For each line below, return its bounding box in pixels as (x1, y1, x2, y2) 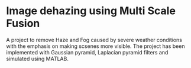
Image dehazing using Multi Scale (6, 4, 176, 18)
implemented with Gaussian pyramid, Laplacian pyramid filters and (6, 48, 169, 56)
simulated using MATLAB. (6, 55, 69, 62)
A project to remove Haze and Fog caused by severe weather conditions (6, 36, 182, 43)
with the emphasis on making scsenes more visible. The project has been (6, 43, 185, 50)
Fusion (6, 17, 40, 30)
